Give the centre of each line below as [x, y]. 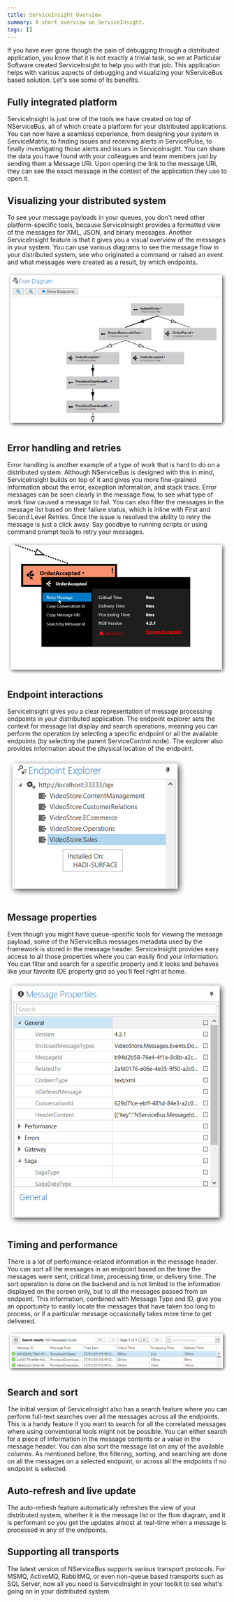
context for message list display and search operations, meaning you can [113, 726]
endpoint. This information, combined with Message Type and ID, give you [114, 1299]
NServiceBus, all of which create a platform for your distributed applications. [117, 127]
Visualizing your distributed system [87, 201]
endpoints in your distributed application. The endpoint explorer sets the [111, 719]
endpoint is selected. [37, 1469]
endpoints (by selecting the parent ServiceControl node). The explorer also [115, 741]
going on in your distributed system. [59, 1591]
